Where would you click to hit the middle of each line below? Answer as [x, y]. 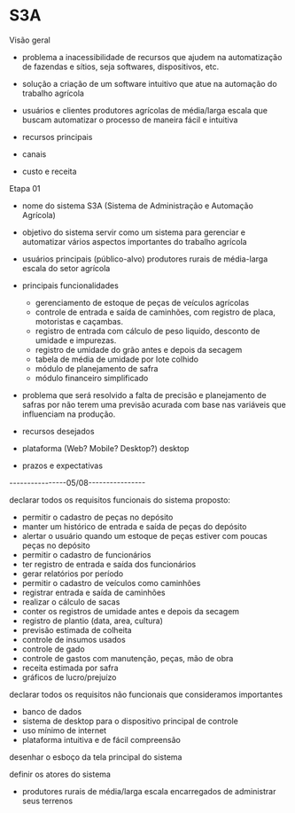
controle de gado [54, 649]
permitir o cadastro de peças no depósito [97, 517]
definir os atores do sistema [60, 774]
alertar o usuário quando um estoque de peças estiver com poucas [144, 535]
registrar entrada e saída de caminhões [93, 592]
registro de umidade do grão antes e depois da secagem [139, 349]
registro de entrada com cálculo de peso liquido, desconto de [147, 331]
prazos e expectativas [62, 465]
